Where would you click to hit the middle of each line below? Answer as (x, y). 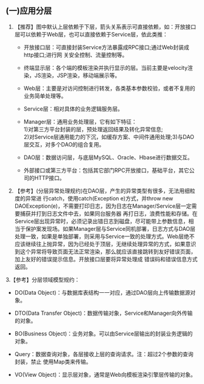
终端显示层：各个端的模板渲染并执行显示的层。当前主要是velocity (106, 67)
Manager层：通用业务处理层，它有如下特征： (80, 122)
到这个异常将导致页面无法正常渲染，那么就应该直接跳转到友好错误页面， (105, 252)
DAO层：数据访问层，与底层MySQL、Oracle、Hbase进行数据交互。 (108, 157)
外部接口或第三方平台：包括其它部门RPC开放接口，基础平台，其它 (106, 170)
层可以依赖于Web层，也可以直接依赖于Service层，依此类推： (91, 34)
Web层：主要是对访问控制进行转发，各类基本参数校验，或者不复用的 (109, 88)
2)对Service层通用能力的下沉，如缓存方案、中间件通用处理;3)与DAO (109, 137)
